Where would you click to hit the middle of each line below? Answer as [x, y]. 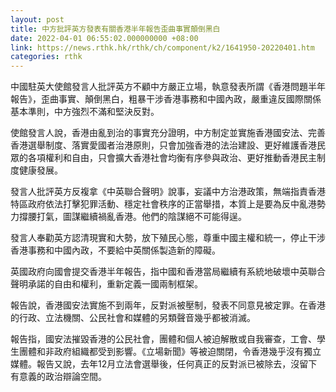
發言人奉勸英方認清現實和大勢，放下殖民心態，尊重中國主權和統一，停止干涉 [168, 238]
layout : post [37, 19]
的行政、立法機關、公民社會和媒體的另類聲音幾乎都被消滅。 [133, 318]
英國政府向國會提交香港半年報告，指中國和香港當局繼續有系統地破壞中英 [159, 272]
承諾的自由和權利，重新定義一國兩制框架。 [115, 284]
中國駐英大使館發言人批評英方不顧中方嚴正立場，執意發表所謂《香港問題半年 [168, 87]
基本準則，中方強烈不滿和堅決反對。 [85, 112]
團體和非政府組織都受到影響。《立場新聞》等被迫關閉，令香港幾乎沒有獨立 [170, 352]
